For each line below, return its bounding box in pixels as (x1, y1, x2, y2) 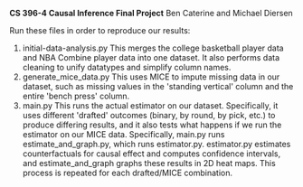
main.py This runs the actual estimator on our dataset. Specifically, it (22, 100, 279, 111)
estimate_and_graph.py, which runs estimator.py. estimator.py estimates (22, 139, 291, 149)
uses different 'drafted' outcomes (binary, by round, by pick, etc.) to (22, 110, 276, 120)
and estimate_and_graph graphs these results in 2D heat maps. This (22, 158, 276, 168)
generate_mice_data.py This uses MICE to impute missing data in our (22, 71, 280, 82)
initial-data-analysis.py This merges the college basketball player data (22, 42, 284, 53)
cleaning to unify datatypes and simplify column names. (22, 62, 232, 72)
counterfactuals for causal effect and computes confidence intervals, (22, 148, 281, 159)
